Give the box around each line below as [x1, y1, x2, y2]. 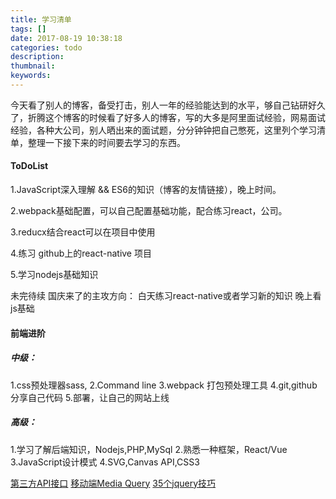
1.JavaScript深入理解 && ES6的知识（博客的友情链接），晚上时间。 [10, 184, 282, 196]
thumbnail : [10, 61, 56, 71]
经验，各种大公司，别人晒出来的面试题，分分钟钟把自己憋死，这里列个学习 [10, 124, 317, 136]
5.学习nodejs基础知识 [10, 269, 99, 281]
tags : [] [10, 24, 47, 34]
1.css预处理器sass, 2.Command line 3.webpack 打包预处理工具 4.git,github [10, 379, 318, 391]
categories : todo [10, 42, 83, 53]
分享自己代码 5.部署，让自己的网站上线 [10, 391, 170, 403]
